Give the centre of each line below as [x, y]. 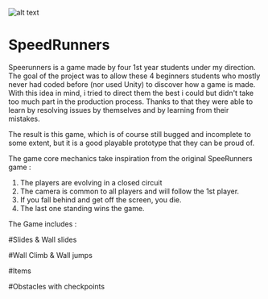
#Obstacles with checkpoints [57, 286]
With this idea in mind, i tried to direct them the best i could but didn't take [131, 93]
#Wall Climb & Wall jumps [50, 255]
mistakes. [24, 118]
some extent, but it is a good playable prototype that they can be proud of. [132, 143]
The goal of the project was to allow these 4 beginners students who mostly [134, 76]
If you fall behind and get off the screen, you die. [101, 199]
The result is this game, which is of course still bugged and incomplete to [130, 134]
